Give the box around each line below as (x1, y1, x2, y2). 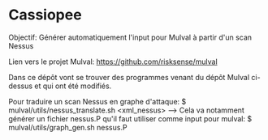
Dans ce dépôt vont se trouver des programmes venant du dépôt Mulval (8, 72, 250, 82)
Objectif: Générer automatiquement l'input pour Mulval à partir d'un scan (8, 32, 253, 42)
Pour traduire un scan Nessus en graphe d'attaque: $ (8, 96, 187, 106)
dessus (8, 81, 33, 91)
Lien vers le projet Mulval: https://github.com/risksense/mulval (8, 57, 218, 66)
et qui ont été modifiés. (34, 81, 112, 91)
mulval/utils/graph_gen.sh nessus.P (8, 122, 128, 132)
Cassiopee (8, 6, 83, 24)
